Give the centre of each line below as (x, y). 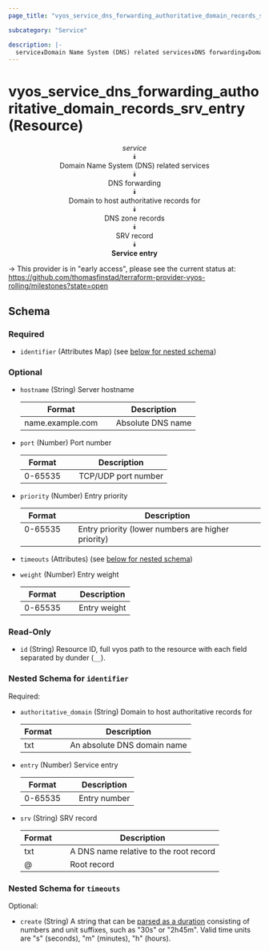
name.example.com (61, 423)
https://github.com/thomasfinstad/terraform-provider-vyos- (107, 277)
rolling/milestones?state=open (58, 286)
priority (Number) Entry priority (74, 496)
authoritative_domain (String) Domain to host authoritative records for (136, 711)
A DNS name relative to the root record (143, 851)
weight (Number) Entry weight (69, 575)
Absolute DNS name (154, 423)
